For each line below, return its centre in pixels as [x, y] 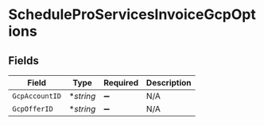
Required [121, 83]
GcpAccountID [37, 96]
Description [169, 83]
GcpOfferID [33, 109]
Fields [24, 61]
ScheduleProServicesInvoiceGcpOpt [132, 15]
